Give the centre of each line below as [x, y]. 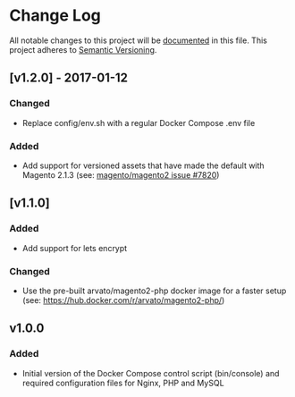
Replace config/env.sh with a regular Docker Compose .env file [139, 122]
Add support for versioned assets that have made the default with [143, 165]
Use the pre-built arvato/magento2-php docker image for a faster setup [154, 291]
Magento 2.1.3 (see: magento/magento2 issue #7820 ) [121, 174]
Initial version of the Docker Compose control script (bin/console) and [151, 373]
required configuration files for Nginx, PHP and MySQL [123, 383]
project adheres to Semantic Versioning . [83, 49]
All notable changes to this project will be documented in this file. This [139, 40]
